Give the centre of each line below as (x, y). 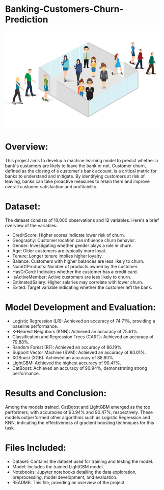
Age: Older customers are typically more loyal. (59, 250)
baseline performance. (35, 326)
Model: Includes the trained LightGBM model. (58, 466)
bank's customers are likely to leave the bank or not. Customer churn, (76, 166)
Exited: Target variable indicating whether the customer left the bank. (82, 287)
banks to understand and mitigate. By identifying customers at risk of (75, 176)
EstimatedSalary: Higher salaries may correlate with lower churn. (78, 282)
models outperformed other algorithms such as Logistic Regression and (78, 417)
